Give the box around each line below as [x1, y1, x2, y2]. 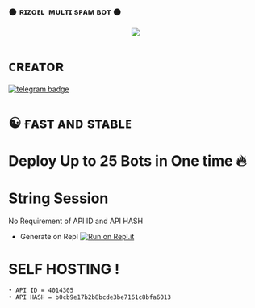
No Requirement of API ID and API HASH [8, 216, 144, 226]
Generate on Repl [19, 231, 79, 241]
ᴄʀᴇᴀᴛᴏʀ [8, 57, 65, 75]
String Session [8, 189, 109, 207]
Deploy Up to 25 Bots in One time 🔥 [8, 151, 247, 170]
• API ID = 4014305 [8, 286, 74, 295]
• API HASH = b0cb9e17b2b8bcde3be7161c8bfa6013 [8, 293, 172, 302]
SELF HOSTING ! [8, 259, 119, 278]
